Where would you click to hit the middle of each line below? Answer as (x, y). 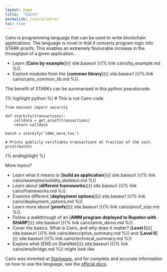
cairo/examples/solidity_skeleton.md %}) (54, 181)
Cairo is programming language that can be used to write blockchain (76, 38)
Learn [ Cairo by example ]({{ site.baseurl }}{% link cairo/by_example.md (86, 63)
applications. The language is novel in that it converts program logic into (79, 43)
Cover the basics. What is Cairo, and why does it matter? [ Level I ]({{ (82, 228)
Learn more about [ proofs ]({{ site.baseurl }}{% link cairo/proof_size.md (86, 207)
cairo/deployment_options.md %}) (48, 201)
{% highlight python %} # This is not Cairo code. (55, 98)
